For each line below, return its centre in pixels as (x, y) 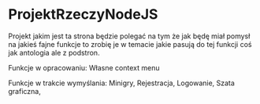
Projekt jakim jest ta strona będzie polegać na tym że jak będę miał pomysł (129, 36)
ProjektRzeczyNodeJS (83, 14)
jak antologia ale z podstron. (54, 52)
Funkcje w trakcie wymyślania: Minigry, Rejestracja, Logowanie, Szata (121, 83)
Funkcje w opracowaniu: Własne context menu (84, 67)
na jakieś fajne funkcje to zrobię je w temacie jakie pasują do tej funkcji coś (130, 44)
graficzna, (24, 91)
